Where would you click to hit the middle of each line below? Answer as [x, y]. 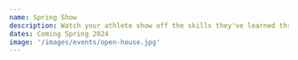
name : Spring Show [43, 17]
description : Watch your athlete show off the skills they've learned [142, 26]
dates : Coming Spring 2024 [59, 34]
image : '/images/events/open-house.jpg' [85, 42]
